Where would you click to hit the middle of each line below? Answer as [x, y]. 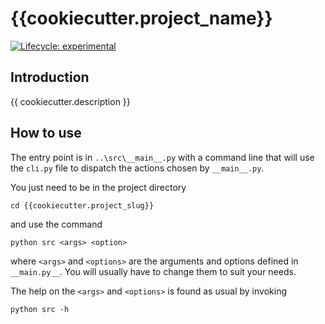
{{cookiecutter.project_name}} [141, 18]
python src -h [40, 309]
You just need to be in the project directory [98, 187]
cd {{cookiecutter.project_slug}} [82, 205]
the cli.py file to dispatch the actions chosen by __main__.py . [137, 168]
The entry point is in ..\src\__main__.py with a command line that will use [162, 157]
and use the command [56, 224]
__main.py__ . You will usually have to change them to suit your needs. [153, 271]
